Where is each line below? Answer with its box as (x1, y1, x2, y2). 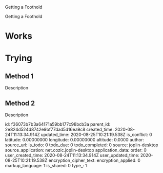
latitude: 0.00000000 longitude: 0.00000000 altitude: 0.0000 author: (5, 137, 144, 142)
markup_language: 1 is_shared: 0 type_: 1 (5, 163, 87, 168)
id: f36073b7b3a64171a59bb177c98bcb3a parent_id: (5, 121, 111, 127)
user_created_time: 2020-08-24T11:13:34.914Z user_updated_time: (5, 153, 140, 158)
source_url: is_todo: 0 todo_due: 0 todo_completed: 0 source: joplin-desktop (5, 142, 159, 148)
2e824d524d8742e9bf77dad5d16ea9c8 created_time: (5, 126, 114, 132)
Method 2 (5, 99, 35, 107)
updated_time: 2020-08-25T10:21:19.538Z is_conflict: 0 (41, 132, 152, 138)
